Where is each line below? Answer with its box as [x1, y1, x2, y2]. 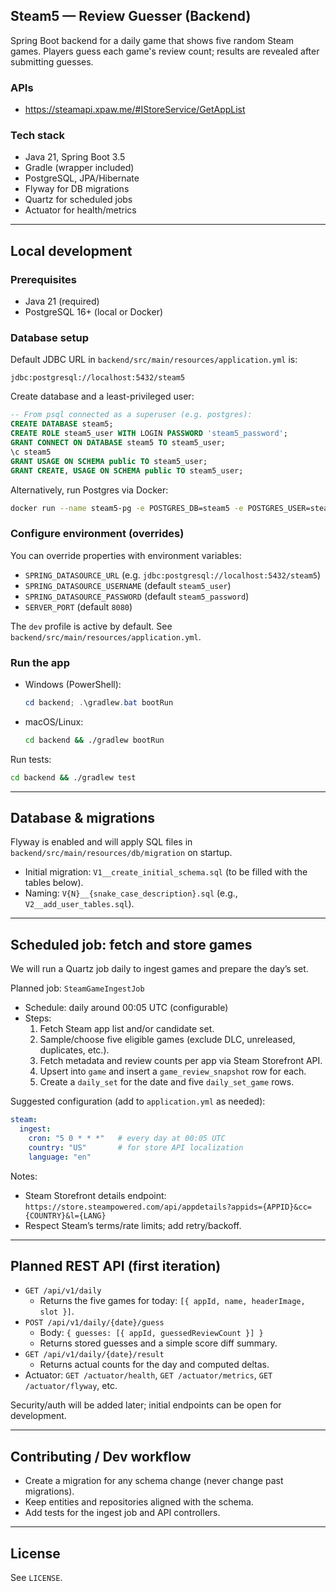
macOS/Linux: [24, 715, 84, 728]
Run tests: [10, 753, 52, 765]
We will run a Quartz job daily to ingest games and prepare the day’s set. [10, 963, 309, 975]
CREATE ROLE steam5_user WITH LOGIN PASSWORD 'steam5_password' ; [10, 429, 288, 439]
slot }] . [39, 1305, 75, 1318]
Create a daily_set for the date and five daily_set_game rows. [39, 1076, 295, 1088]
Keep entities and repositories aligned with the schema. [24, 1496, 254, 1508]
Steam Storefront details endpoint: [24, 1189, 167, 1201]
